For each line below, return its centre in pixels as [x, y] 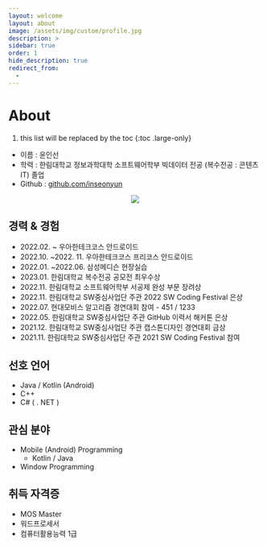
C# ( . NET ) [39, 403]
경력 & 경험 [34, 226]
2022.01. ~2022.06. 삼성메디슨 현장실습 [84, 267]
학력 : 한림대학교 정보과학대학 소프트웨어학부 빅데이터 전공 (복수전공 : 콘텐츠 [139, 164]
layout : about [32, 23]
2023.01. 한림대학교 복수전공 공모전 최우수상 [90, 277]
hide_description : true [48, 61]
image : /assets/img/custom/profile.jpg [75, 31]
